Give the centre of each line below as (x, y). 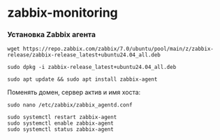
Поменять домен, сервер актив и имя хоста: (74, 93)
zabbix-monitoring (63, 13)
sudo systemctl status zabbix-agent (60, 130)
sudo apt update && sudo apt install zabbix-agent (82, 79)
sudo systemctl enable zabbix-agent (60, 123)
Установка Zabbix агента (52, 35)
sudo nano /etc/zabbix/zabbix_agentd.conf (70, 105)
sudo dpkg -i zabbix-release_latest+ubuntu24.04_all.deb (92, 68)
